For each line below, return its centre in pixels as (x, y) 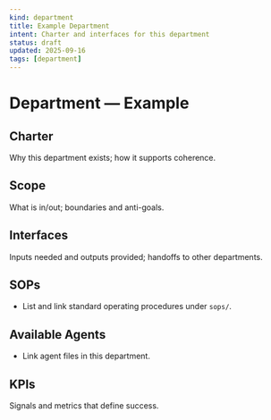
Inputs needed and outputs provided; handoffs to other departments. (136, 256)
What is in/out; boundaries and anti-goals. (87, 207)
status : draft (36, 42)
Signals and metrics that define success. (84, 406)
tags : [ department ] (46, 59)
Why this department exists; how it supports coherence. (113, 158)
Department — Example (99, 103)
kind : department (42, 17)
